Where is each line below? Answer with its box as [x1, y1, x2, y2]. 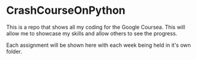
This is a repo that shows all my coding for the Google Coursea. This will [6, 23, 186, 31]
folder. [6, 47, 22, 55]
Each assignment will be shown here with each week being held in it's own [6, 41, 191, 49]
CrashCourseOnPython [6, 4, 126, 17]
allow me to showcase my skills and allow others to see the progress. [6, 29, 178, 37]
